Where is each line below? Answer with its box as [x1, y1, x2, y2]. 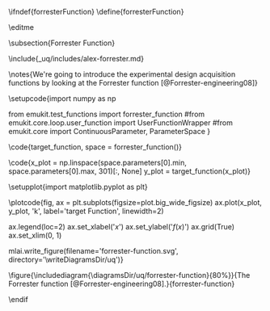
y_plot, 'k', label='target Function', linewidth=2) [8, 206, 164, 216]
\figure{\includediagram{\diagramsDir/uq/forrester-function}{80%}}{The [8, 271, 251, 279]
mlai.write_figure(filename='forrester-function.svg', [8, 246, 179, 255]
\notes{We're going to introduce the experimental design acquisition [8, 69, 236, 79]
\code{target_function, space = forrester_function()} [8, 142, 183, 152]
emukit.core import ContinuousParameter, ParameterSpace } [8, 127, 211, 136]
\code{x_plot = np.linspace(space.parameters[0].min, [8, 158, 188, 167]
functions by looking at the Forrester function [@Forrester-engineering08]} [8, 78, 259, 87]
